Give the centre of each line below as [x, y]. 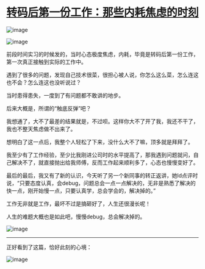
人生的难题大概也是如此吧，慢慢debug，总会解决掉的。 [76, 217]
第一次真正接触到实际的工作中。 [46, 62]
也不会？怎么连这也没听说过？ [44, 82]
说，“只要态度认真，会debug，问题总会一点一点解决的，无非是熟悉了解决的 [101, 183]
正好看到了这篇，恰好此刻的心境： [49, 247]
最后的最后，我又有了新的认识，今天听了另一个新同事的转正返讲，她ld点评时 [102, 175]
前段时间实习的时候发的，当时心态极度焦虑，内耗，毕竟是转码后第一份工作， [103, 54]
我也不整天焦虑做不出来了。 [41, 129]
